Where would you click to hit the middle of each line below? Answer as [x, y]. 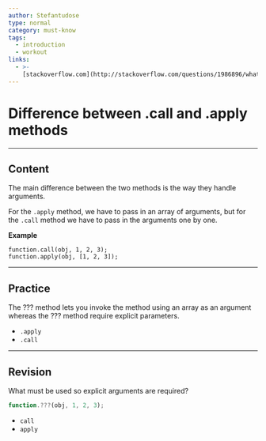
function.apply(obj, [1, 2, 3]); [63, 257]
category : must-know [42, 30]
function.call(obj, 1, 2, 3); [58, 250]
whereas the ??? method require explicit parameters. [94, 316]
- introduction [40, 45]
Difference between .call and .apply [128, 113]
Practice [29, 288]
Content [29, 169]
